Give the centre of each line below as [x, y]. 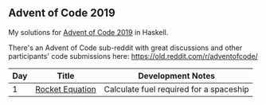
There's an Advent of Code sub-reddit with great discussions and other [125, 48]
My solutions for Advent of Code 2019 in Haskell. [88, 32]
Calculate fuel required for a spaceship [176, 89]
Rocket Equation [66, 89]
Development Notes [176, 76]
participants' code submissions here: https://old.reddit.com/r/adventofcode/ [133, 56]
